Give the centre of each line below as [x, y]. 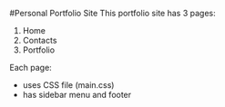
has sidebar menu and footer [77, 95]
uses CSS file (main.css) [68, 85]
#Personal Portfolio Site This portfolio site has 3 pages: [112, 13]
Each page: [31, 68]
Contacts [40, 40]
